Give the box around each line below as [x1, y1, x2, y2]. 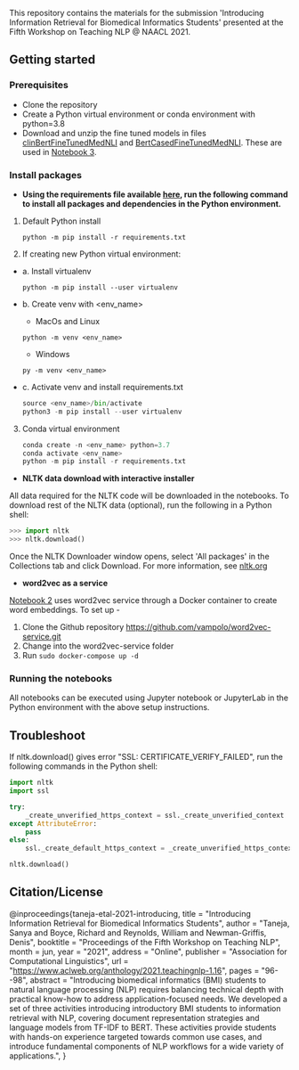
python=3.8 [21, 118, 65, 128]
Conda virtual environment [21, 423, 120, 434]
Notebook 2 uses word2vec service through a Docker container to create [9, 595, 278, 606]
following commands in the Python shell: [9, 761, 158, 772]
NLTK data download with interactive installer [21, 473, 195, 484]
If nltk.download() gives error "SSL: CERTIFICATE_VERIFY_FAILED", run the [9, 752, 283, 763]
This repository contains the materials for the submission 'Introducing [9, 8, 264, 18]
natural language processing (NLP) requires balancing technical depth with [9, 984, 284, 994]
